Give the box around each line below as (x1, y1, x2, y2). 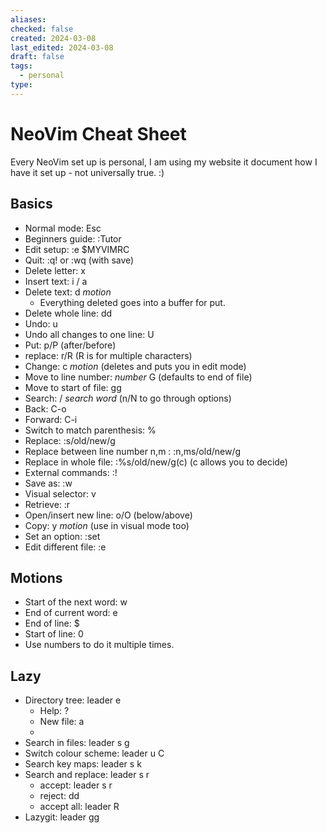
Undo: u (24, 317, 58, 330)
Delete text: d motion (24, 286, 112, 298)
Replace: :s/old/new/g (24, 434, 116, 446)
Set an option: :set (24, 530, 101, 542)
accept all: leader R (39, 801, 120, 813)
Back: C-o (24, 402, 67, 415)
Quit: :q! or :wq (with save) (24, 254, 135, 266)
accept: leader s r (39, 779, 113, 791)
